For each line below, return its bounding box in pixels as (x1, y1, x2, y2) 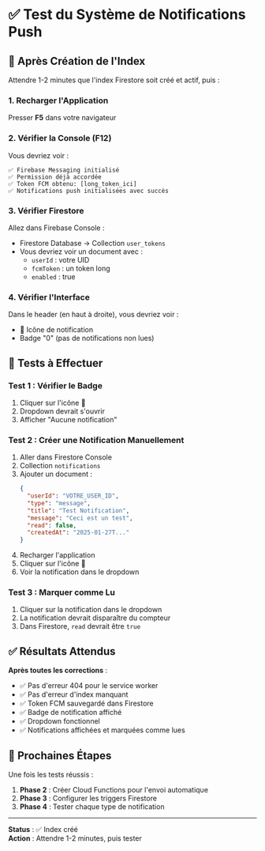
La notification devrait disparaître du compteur (19, 613, 171, 622)
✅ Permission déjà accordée (8, 172, 103, 181)
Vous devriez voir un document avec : (19, 247, 144, 256)
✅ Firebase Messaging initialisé (8, 166, 120, 174)
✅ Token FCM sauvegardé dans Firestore (19, 698, 154, 709)
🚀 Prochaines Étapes (8, 749, 112, 762)
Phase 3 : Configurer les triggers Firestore (19, 793, 158, 804)
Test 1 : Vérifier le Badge (8, 380, 103, 391)
